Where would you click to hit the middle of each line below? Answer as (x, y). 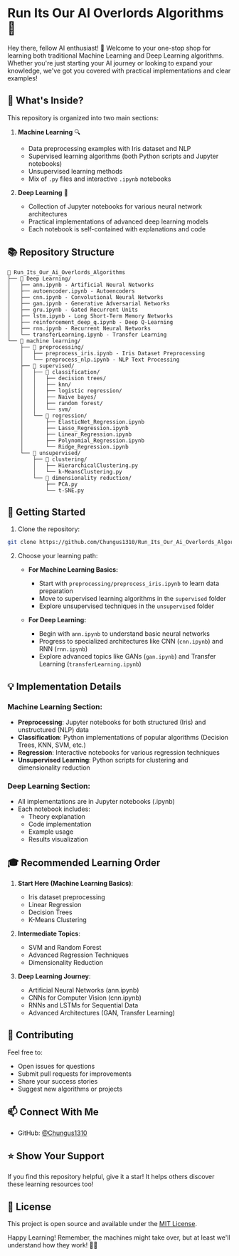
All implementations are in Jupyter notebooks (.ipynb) (96, 802)
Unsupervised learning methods (75, 171)
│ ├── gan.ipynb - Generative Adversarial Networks (89, 303)
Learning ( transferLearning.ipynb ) (90, 664)
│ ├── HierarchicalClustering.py (86, 465)
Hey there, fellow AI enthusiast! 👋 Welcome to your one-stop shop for (109, 48)
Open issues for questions (56, 1066)
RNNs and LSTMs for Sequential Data (83, 1005)
